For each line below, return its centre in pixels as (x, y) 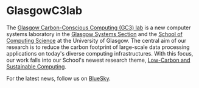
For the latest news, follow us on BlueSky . (58, 78)
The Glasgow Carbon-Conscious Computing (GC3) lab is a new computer (99, 28)
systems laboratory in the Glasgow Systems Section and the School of (94, 34)
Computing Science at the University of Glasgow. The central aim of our (96, 40)
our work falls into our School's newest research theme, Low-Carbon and (98, 60)
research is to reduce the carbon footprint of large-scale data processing (98, 47)
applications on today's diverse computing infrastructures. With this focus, (100, 53)
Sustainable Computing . (37, 66)
